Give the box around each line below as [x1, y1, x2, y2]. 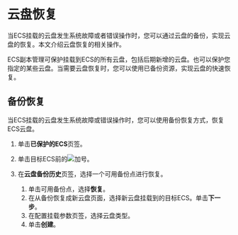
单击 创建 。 [28, 220, 60, 229]
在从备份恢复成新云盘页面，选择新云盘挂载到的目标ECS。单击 [28, 193, 209, 202]
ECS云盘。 [7, 125, 39, 133]
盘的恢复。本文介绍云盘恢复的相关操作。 [7, 40, 125, 48]
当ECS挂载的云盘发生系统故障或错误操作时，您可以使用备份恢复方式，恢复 [7, 115, 225, 124]
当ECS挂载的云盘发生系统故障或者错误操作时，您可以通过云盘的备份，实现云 [7, 31, 231, 40]
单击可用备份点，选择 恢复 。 [28, 185, 110, 193]
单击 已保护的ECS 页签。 [17, 139, 86, 148]
